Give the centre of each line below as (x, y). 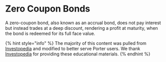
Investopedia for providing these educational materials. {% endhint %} (78, 54)
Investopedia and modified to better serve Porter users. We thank (73, 48)
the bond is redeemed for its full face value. (50, 33)
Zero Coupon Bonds (48, 9)
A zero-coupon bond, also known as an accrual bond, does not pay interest (83, 23)
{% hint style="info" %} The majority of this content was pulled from (76, 43)
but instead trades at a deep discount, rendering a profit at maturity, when (81, 28)
